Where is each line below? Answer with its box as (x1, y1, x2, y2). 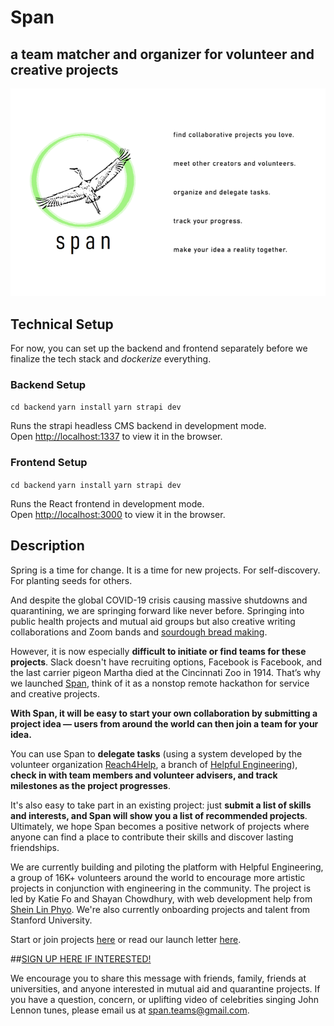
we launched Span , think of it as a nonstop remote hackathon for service (10, 677, 310, 689)
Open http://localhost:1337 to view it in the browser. (10, 431, 223, 443)
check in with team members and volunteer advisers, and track (10, 769, 278, 781)
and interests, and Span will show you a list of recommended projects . (10, 809, 308, 821)
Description (10, 537, 85, 555)
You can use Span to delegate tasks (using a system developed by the (10, 747, 303, 760)
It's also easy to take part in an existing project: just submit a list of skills (10, 799, 312, 811)
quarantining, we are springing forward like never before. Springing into (10, 604, 305, 616)
